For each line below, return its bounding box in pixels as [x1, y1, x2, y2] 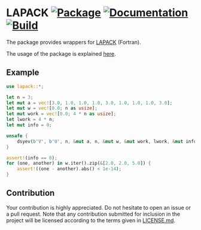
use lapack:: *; [6, 83, 44, 89]
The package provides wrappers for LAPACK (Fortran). [6, 38, 142, 46]
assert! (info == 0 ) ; [6, 155, 58, 161]
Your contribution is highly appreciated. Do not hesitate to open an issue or [6, 204, 191, 211]
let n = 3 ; [6, 94, 33, 100]
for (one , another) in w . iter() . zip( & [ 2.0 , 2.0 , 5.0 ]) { [6, 161, 151, 167]
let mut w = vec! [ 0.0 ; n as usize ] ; [6, 105, 98, 111]
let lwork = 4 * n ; [6, 117, 55, 123]
